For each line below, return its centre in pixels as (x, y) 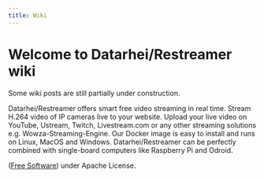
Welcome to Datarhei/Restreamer (120, 54)
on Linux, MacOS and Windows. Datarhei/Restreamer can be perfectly (122, 142)
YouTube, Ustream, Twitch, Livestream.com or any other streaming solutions (132, 125)
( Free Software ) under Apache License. (72, 165)
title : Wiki (28, 15)
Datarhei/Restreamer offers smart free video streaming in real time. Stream (130, 108)
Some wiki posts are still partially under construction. (94, 93)
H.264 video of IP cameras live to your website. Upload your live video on (128, 117)
